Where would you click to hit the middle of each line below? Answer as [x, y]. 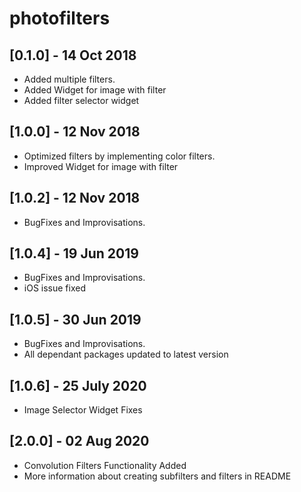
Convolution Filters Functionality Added [105, 465]
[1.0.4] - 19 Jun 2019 [74, 253]
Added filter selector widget [81, 100]
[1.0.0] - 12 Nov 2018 [75, 132]
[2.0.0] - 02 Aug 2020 [79, 441]
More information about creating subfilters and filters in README [157, 476]
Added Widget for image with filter [95, 90]
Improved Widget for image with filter [101, 166]
